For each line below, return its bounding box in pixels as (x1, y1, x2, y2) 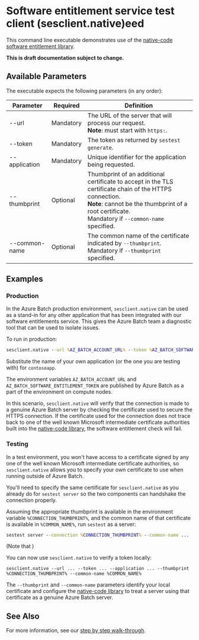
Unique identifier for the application (87, 153, 187, 161)
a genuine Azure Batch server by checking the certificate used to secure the (6, 406, 192, 413)
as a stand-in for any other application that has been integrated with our (6, 312, 182, 319)
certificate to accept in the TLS (87, 177, 174, 185)
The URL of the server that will (87, 111, 172, 119)
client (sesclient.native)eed (6, 17, 145, 30)
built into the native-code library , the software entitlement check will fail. (6, 425, 183, 432)
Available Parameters (6, 71, 87, 81)
